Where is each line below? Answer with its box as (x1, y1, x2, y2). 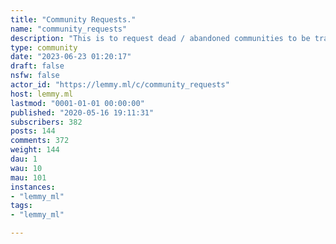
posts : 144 (10, 126, 56, 136)
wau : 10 (10, 163, 43, 173)
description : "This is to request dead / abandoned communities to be (10, 33, 311, 43)
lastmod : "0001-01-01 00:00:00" (10, 98, 145, 108)
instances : (10, 182, 56, 192)
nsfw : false (10, 71, 60, 81)
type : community (10, 42, 78, 53)
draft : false (10, 61, 65, 71)
